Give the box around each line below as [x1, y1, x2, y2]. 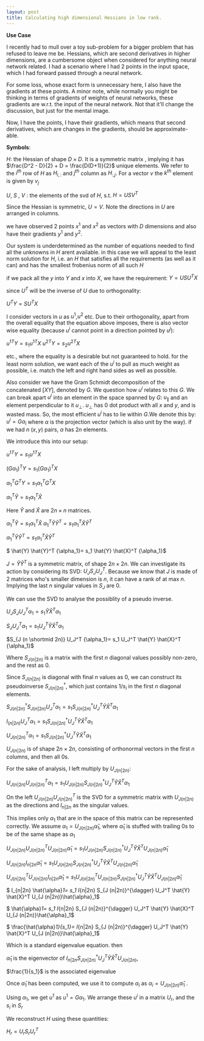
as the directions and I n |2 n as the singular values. [6, 801, 129, 810]
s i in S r [6, 1001, 23, 1010]
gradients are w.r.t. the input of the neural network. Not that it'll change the [6, 100, 194, 107]
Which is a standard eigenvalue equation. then [6, 942, 123, 949]
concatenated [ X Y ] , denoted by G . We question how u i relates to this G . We [6, 385, 195, 394]
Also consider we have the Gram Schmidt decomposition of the [6, 379, 166, 386]
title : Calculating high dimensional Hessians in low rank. [6, 15, 163, 21]
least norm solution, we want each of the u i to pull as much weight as [6, 359, 180, 368]
